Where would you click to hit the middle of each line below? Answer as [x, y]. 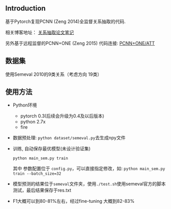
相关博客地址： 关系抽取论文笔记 [40, 32]
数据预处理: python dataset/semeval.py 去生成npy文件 [69, 138]
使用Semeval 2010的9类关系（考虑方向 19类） [54, 74]
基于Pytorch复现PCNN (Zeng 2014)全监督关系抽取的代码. [66, 21]
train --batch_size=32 [37, 174]
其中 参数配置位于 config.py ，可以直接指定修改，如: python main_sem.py [89, 169]
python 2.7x [33, 122]
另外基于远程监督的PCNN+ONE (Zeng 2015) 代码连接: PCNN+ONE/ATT [80, 43]
